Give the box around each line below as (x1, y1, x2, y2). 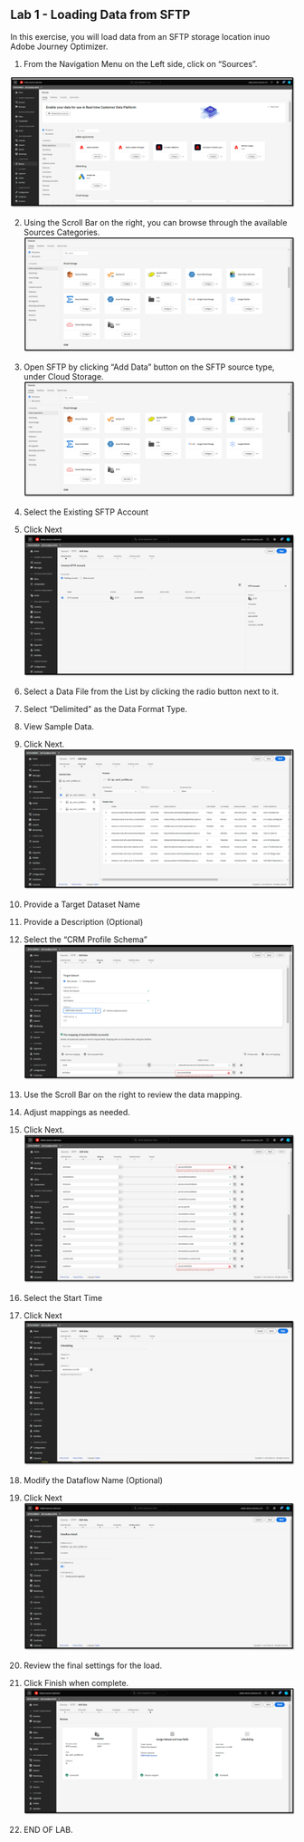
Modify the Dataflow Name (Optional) (23, 1474, 164, 1485)
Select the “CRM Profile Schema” (23, 933, 147, 945)
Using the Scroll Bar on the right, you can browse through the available (23, 217, 288, 227)
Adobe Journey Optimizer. (10, 41, 109, 52)
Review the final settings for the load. (23, 1660, 163, 1671)
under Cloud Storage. (23, 371, 104, 382)
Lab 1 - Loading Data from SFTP (10, 7, 191, 23)
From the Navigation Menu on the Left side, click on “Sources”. (23, 58, 258, 69)
